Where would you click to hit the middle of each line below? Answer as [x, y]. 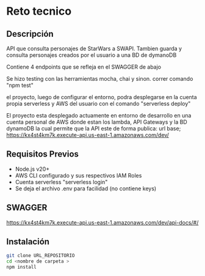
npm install [21, 267]
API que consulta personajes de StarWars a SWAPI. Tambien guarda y [94, 48]
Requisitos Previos [43, 154]
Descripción [30, 34]
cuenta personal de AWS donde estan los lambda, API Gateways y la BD [97, 122]
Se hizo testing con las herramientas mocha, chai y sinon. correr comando [100, 79]
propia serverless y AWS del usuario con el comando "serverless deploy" [99, 103]
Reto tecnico [39, 11]
